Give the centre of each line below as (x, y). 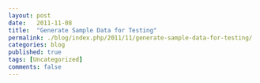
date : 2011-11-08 (40, 23)
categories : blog (37, 45)
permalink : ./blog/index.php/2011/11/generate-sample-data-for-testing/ (130, 38)
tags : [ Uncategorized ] (45, 60)
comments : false (35, 67)
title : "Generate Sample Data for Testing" (83, 30)
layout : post (30, 15)
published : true (35, 52)
